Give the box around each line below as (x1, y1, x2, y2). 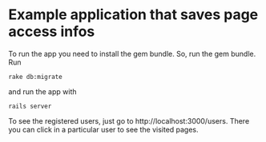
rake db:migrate (8, 73, 62, 81)
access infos (8, 22, 95, 41)
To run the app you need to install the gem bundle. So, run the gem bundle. (8, 49, 256, 58)
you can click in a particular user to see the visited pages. (8, 124, 199, 134)
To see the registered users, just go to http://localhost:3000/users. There (8, 116, 250, 125)
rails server (8, 102, 52, 110)
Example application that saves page (8, 6, 259, 24)
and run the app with (8, 86, 78, 97)
